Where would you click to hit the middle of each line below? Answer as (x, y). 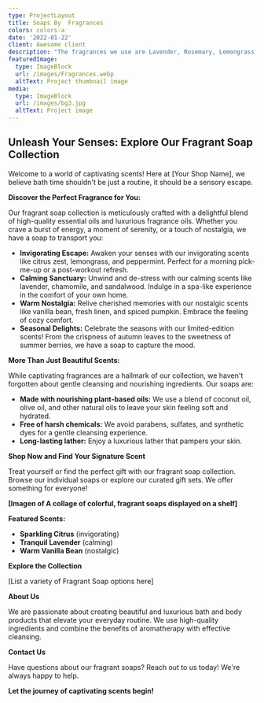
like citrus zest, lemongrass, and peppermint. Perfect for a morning (128, 261)
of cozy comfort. (46, 320)
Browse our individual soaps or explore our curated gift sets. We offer (121, 479)
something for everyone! (48, 488)
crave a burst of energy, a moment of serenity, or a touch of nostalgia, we (127, 229)
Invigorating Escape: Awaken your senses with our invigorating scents (134, 253)
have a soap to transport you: (56, 238)
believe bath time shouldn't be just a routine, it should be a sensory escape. (131, 182)
